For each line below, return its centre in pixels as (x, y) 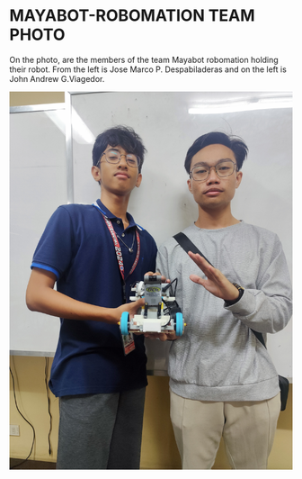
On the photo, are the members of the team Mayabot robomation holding (144, 59)
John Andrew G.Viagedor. (57, 78)
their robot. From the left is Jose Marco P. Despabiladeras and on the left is (148, 69)
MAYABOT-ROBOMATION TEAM (132, 16)
